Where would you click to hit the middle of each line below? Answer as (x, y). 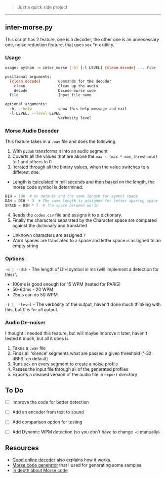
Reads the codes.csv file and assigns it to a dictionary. (67, 215)
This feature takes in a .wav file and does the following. (61, 141)
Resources (22, 448)
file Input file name (51, 95)
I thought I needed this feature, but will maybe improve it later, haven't (76, 333)
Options (15, 259)
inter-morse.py (29, 28)
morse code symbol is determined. (48, 187)
